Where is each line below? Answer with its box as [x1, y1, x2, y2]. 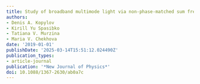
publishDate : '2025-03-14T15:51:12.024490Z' [6, 47, 118, 53]
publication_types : [6, 53, 55, 59]
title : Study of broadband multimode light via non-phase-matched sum [6, 8, 185, 15]
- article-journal [6, 58, 52, 64]
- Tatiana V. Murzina [6, 31, 60, 37]
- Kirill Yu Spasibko [6, 25, 60, 31]
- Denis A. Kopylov [6, 20, 55, 25]
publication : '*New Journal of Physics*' [6, 63, 111, 70]
